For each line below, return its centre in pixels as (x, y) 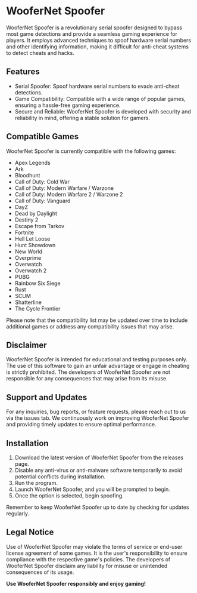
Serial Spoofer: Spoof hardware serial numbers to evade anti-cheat (97, 86)
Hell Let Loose (32, 239)
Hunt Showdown (35, 245)
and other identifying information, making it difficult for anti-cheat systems (98, 47)
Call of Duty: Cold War (42, 182)
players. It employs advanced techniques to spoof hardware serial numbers (99, 40)
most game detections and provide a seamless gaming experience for (92, 33)
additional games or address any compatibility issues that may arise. (90, 326)
